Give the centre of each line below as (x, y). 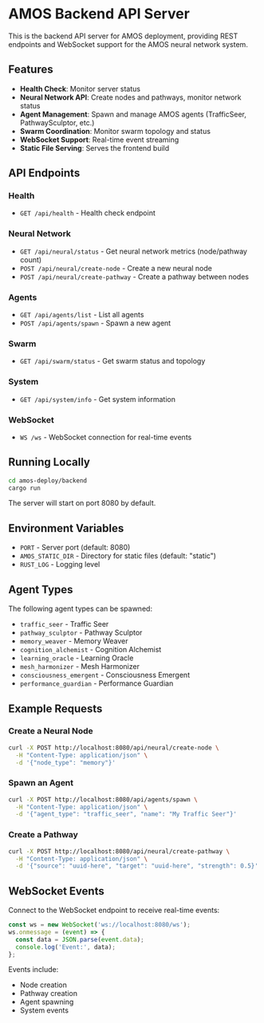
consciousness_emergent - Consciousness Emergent (104, 675)
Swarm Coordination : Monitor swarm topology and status (115, 131)
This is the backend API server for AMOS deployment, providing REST (123, 36)
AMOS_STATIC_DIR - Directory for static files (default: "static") (118, 556)
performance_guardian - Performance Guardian (97, 683)
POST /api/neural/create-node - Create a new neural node (116, 268)
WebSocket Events (57, 891)
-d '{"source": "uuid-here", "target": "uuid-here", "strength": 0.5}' (137, 866)
